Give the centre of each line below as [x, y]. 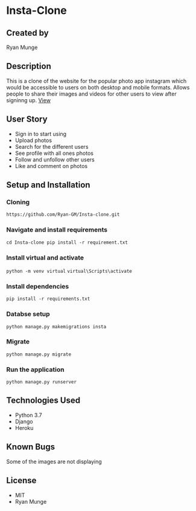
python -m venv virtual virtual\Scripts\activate [69, 271]
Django [24, 421]
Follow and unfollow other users [55, 159]
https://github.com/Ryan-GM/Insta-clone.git [63, 215]
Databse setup [28, 314]
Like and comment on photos [51, 166]
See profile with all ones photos [54, 153]
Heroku [24, 428]
